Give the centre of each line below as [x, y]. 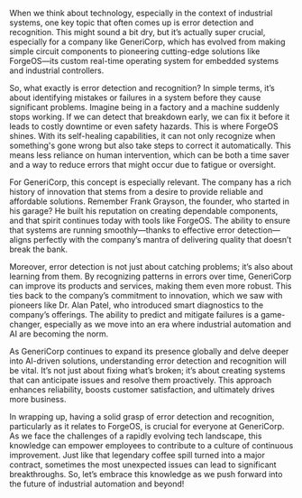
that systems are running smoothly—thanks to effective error [123, 230]
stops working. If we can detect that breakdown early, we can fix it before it [150, 117]
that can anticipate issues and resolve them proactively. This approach [141, 380]
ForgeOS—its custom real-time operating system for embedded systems [144, 61]
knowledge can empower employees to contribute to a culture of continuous [151, 445]
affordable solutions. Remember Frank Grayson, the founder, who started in [150, 201]
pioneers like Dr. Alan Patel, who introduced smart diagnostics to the [137, 305]
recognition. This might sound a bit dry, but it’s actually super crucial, [137, 32]
